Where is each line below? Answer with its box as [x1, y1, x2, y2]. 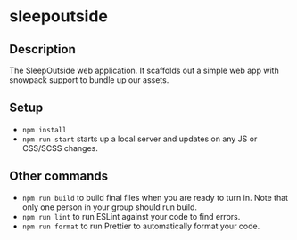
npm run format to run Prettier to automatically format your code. [21, 220, 260, 231]
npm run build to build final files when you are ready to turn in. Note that [21, 192, 288, 203]
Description [9, 42, 76, 57]
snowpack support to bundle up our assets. [9, 75, 169, 85]
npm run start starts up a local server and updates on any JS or [21, 133, 258, 144]
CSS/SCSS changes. [21, 142, 98, 153]
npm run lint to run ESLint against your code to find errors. [21, 211, 241, 221]
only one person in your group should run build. [21, 202, 198, 212]
